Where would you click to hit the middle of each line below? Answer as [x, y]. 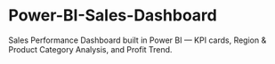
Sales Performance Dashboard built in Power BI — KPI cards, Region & [137, 40]
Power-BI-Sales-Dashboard [113, 16]
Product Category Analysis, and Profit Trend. [90, 49]
